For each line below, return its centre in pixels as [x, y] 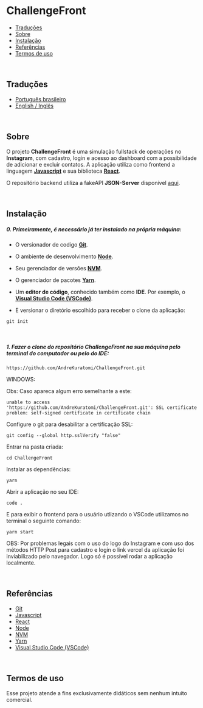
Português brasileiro [40, 99]
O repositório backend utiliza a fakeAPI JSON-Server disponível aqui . [93, 182]
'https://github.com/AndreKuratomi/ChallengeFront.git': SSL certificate [102, 407]
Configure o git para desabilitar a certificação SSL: [70, 424]
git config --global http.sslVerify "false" [64, 435]
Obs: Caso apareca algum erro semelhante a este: [69, 391]
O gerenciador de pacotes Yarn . [55, 280]
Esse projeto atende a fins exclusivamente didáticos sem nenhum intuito [97, 693]
